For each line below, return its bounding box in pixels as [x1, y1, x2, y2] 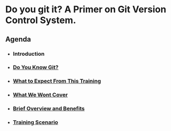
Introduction [12, 50, 45, 57]
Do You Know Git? [12, 64, 59, 71]
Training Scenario [12, 119, 59, 126]
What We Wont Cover [12, 91, 68, 98]
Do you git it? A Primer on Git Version [5, 4, 166, 15]
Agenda [5, 35, 31, 43]
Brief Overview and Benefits [12, 105, 85, 112]
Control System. [5, 14, 77, 26]
